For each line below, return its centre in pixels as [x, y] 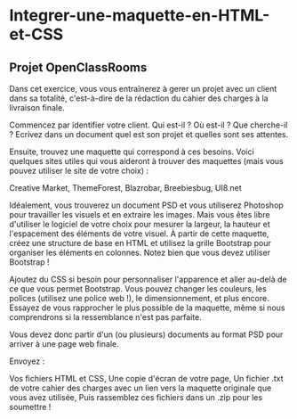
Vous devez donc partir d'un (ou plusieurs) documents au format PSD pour [146, 334]
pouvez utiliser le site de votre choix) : [79, 171]
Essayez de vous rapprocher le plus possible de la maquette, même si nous [147, 308]
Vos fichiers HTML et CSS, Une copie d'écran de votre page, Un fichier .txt [146, 378]
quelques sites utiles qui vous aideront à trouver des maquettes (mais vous [146, 161]
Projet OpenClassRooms [78, 67]
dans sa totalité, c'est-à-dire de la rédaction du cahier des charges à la [139, 98]
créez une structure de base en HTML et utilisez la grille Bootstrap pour [140, 243]
